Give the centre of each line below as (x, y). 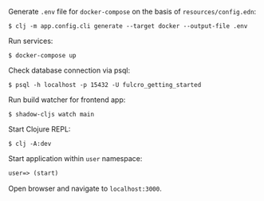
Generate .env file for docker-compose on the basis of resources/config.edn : (132, 12)
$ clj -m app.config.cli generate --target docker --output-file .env (128, 26)
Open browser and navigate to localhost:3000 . (85, 188)
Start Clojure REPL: (39, 129)
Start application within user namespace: (75, 158)
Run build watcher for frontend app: (67, 100)
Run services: (31, 41)
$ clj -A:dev (30, 144)
